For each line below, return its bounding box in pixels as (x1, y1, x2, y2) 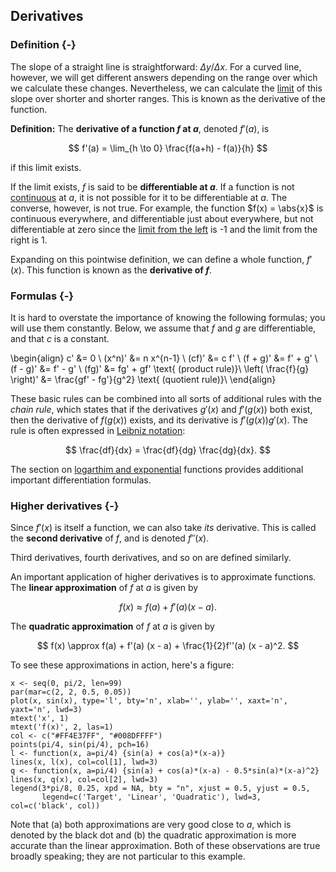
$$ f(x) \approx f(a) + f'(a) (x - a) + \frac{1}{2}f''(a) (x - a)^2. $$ (36, 640, 300, 652)
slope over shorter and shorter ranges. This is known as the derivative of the (10, 92, 326, 104)
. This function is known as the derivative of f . (21, 264, 212, 276)
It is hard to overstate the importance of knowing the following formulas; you (10, 311, 326, 323)
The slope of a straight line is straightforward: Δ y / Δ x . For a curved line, (10, 60, 302, 73)
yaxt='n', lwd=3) (10, 705, 83, 715)
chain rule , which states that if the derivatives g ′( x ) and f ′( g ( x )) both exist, (10, 403, 313, 415)
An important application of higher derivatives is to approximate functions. (10, 571, 317, 583)
